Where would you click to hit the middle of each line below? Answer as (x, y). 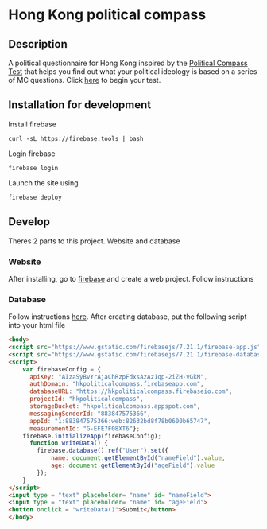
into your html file (37, 325)
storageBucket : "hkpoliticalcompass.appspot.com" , (115, 406)
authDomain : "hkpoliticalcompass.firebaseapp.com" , (116, 384)
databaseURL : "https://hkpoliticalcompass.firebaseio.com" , (131, 391)
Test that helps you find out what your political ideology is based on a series (133, 72)
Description (38, 44)
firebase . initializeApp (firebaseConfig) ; (92, 436)
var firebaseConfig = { (62, 369)
